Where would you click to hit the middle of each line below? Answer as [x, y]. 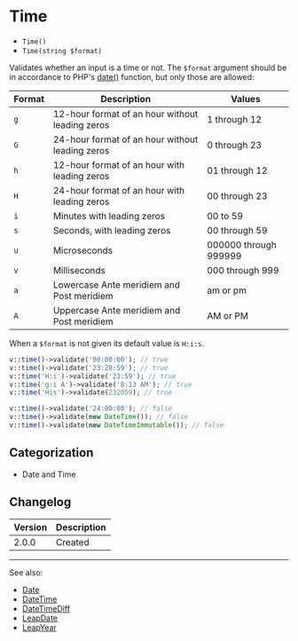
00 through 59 [237, 230]
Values [245, 99]
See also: [26, 572]
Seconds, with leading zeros [112, 230]
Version [31, 527]
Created [73, 542]
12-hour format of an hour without [125, 114]
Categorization [51, 453]
